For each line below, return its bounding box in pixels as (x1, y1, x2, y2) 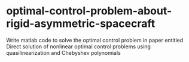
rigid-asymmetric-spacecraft (6, 17, 156, 30)
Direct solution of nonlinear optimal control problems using (6, 43, 151, 50)
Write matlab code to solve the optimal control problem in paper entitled (6, 36, 184, 44)
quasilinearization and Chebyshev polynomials (6, 49, 121, 56)
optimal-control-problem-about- (6, 4, 172, 18)
